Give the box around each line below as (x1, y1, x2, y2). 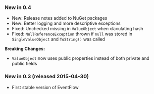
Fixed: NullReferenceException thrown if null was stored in (11, 31, 132, 37)
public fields (11, 61, 38, 67)
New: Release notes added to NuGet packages (11, 15, 107, 21)
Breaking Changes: (4, 46, 45, 52)
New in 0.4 (4, 4, 32, 11)
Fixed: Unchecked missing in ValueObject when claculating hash (11, 26, 144, 32)
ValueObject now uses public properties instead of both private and (11, 55, 150, 61)
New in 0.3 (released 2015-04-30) (4, 73, 89, 80)
